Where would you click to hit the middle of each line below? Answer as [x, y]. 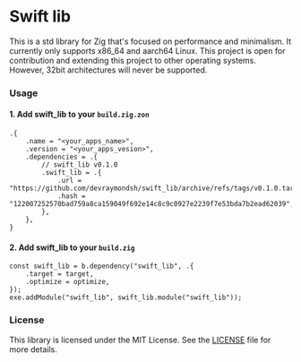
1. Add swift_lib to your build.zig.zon [79, 115]
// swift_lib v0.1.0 [80, 165]
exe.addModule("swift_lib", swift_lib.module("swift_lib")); [126, 297]
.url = [69, 181]
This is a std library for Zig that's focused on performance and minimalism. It [150, 41]
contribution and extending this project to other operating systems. [133, 60]
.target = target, [60, 274]
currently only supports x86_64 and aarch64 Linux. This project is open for [147, 50]
